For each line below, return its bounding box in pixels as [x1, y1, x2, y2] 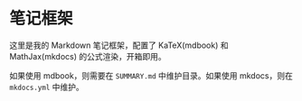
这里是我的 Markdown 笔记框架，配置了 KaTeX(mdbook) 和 [9, 40, 229, 50]
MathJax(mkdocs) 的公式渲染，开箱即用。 [9, 50, 166, 61]
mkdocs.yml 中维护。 [9, 81, 84, 92]
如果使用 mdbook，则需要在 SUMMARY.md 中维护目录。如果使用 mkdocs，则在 [9, 69, 294, 81]
